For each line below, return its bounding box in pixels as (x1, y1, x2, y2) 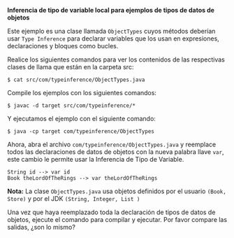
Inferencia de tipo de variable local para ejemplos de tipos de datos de (7, 6, 215, 14)
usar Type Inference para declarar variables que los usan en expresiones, (7, 34, 220, 43)
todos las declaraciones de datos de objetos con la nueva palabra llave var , (7, 148, 224, 156)
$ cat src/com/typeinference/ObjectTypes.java (7, 76, 145, 83)
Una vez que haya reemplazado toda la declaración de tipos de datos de (7, 208, 216, 216)
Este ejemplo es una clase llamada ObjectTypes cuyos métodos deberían (7, 27, 216, 35)
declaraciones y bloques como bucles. (7, 42, 119, 50)
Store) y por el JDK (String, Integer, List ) (7, 195, 140, 202)
